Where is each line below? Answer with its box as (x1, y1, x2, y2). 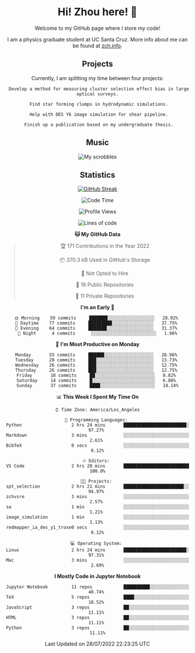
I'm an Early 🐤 (80, 304, 115, 311)
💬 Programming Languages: (64, 417, 128, 423)
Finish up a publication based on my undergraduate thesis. (24, 122, 173, 127)
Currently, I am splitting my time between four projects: (31, 74, 164, 81)
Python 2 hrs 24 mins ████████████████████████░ (6, 422, 189, 429)
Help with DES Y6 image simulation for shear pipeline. (29, 111, 169, 118)
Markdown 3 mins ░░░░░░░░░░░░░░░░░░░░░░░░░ (6, 433, 189, 438)
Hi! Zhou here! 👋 (57, 5, 138, 19)
